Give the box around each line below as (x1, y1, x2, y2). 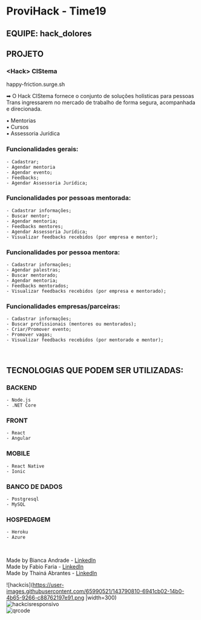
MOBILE (6, 449, 30, 458)
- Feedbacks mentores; (6, 223, 64, 229)
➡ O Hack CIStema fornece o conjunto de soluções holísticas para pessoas (6, 93, 194, 100)
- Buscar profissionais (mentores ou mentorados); (6, 321, 137, 327)
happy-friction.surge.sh (6, 80, 65, 88)
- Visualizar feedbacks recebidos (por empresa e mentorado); (6, 289, 166, 295)
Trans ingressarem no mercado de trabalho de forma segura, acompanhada (6, 99, 196, 106)
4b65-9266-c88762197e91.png (6, 594, 85, 601)
